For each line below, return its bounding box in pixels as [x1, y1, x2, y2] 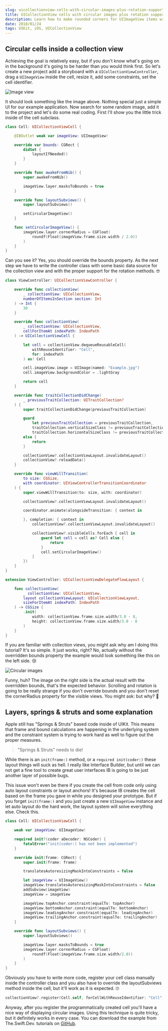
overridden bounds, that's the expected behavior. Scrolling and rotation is [5, 682, 157, 689]
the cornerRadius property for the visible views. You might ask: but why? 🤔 [5, 693, 159, 700]
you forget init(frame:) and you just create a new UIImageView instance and [5, 798, 162, 804]
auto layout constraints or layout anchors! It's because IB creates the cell [5, 788, 155, 794]
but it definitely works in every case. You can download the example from [5, 1015, 156, 1021]
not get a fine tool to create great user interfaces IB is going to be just [5, 767, 148, 773]
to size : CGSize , [23, 476, 59, 481]
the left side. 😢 [5, 658, 36, 664]
